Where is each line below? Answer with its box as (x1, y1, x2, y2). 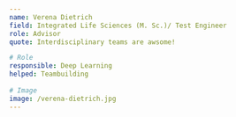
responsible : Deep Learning (9, 62, 113, 70)
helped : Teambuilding (9, 69, 89, 79)
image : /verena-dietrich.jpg (9, 94, 117, 103)
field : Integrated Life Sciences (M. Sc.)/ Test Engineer (9, 21, 227, 30)
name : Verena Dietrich (9, 12, 93, 22)
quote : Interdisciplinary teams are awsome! (9, 37, 176, 47)
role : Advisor (9, 29, 62, 38)
